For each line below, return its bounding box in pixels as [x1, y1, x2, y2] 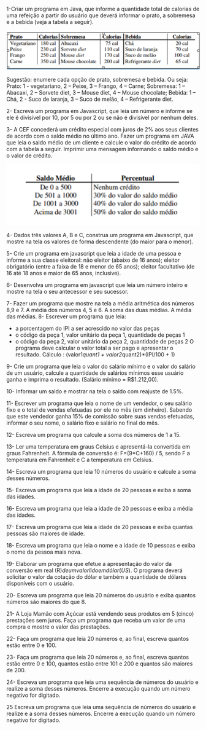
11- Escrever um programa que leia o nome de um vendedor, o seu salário [6, 399, 192, 407]
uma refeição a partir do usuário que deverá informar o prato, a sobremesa [6, 12, 196, 19]
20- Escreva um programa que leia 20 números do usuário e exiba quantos [6, 591, 196, 599]
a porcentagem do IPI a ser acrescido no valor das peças [15, 324, 160, 332]
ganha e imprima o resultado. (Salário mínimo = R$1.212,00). [6, 375, 159, 383]
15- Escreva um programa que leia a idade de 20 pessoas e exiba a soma [6, 486, 191, 493]
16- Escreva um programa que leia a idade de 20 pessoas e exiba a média [6, 504, 193, 512]
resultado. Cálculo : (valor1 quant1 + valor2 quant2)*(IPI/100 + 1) [15, 350, 175, 358]
